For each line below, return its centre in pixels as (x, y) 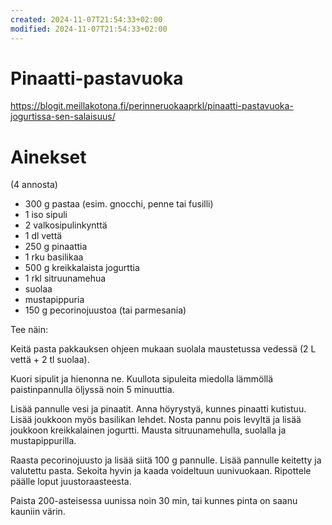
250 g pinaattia (56, 247)
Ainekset (48, 157)
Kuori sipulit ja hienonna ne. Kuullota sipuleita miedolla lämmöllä (142, 379)
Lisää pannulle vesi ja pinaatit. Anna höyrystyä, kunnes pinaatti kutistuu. (158, 409)
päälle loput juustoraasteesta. (71, 482)
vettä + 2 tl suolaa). (50, 360)
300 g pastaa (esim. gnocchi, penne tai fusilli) (119, 204)
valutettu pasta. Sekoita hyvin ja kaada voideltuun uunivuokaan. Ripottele (161, 471)
